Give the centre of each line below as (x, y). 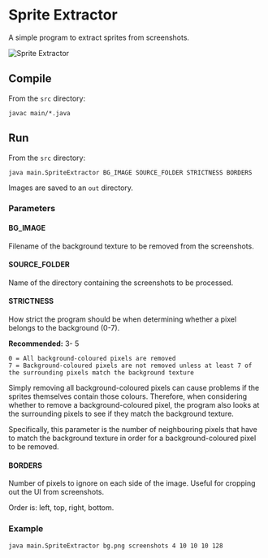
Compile (30, 79)
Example (26, 529)
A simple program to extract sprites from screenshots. (99, 37)
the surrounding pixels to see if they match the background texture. (121, 414)
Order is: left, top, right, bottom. (61, 508)
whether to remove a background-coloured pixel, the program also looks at (134, 405)
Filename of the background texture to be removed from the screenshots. (131, 246)
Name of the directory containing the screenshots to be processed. (121, 283)
